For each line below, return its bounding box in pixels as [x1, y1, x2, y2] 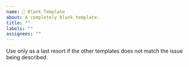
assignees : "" [6, 31, 42, 37]
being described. [6, 54, 48, 61]
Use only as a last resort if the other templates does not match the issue [6, 47, 183, 54]
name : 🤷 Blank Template [6, 8, 66, 15]
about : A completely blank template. [6, 14, 100, 20]
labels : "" [6, 25, 33, 32]
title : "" [6, 20, 31, 26]
